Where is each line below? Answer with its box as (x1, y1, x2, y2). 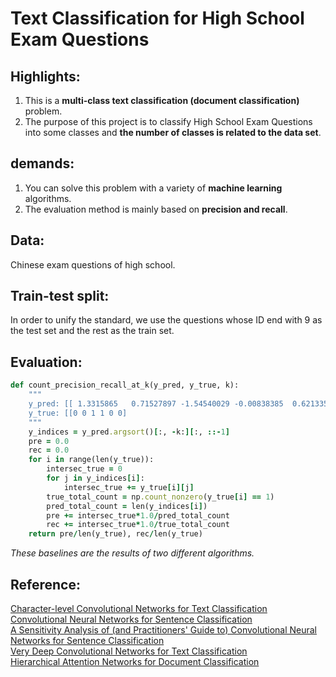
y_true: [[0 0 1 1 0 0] (28, 408, 128, 418)
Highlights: (10, 68, 81, 85)
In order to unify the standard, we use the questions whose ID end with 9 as (10, 314, 323, 326)
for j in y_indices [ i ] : (46, 473, 145, 483)
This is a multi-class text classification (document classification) (24, 95, 300, 106)
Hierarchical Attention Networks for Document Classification (10, 655, 260, 667)
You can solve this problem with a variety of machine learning (24, 182, 283, 194)
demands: (10, 155, 75, 172)
